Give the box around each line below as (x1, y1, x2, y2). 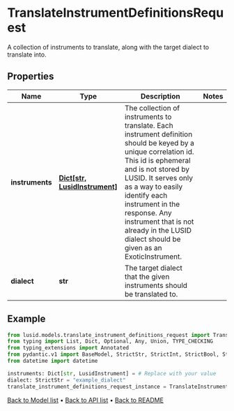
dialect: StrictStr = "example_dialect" (7, 376, 127, 384)
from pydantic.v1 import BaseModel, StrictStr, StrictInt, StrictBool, (7, 351, 219, 358)
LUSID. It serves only (124, 173, 194, 182)
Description (140, 91, 180, 101)
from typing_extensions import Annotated (7, 345, 130, 352)
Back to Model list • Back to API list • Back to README (7, 396, 164, 404)
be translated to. (124, 289, 178, 298)
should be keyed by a (124, 138, 195, 147)
